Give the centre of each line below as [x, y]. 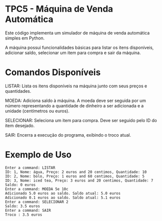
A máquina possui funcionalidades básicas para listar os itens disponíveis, [80, 47]
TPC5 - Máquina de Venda [59, 9]
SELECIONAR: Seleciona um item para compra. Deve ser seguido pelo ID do [81, 120]
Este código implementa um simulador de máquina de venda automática [77, 33]
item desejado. [20, 125]
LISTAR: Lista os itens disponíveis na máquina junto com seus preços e [76, 86]
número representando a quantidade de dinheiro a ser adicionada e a [74, 105]
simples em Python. [25, 38]
